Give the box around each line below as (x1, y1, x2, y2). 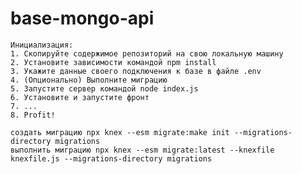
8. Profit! (10, 110, 56, 120)
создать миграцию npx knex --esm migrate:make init (10, 127, 230, 137)
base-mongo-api (10, 7, 155, 30)
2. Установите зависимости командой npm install (10, 57, 217, 67)
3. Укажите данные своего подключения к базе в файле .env (10, 66, 262, 76)
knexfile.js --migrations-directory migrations (10, 153, 213, 164)
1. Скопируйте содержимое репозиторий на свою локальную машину (10, 48, 284, 59)
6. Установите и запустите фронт (10, 92, 150, 102)
